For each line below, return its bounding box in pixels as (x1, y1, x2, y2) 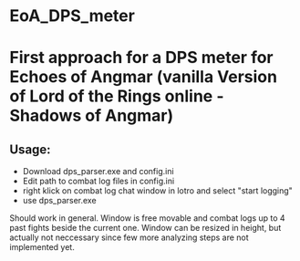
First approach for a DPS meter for (9, 47, 274, 68)
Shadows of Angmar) (9, 106, 174, 126)
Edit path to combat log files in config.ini (22, 175, 175, 187)
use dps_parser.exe (22, 195, 98, 206)
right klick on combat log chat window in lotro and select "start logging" (22, 185, 294, 196)
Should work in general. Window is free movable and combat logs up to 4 (9, 213, 285, 224)
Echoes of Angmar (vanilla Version (9, 67, 278, 88)
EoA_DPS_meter (9, 5, 135, 26)
